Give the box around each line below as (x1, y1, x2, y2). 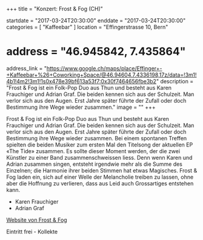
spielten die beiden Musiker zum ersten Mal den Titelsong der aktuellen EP (6, 141, 193, 148)
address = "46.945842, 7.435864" (6, 45, 186, 58)
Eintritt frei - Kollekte (6, 228, 58, 235)
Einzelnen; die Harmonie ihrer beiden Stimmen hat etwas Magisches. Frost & (6, 166, 198, 174)
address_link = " (6, 64, 47, 72)
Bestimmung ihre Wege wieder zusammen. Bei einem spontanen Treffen (6, 134, 187, 142)
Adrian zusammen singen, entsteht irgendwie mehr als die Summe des (6, 160, 183, 168)
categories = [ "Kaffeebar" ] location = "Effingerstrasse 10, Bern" (6, 24, 168, 30)
